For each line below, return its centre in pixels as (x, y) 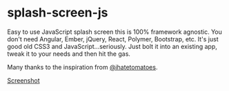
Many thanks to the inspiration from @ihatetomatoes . (82, 67)
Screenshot (23, 80)
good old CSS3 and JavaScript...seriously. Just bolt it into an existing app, (112, 46)
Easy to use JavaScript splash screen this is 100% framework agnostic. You (115, 32)
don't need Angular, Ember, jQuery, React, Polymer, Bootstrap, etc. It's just (113, 39)
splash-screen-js (58, 13)
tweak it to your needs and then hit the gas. (69, 54)
